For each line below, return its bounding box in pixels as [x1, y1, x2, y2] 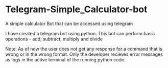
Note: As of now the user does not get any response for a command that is [5, 46, 162, 52]
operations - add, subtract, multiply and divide [5, 36, 103, 42]
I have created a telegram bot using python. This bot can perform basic [5, 30, 155, 36]
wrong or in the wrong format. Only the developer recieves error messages [5, 51, 163, 57]
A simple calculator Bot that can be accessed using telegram [5, 20, 133, 27]
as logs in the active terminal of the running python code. [5, 56, 126, 62]
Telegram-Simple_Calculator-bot [5, 4, 148, 15]
